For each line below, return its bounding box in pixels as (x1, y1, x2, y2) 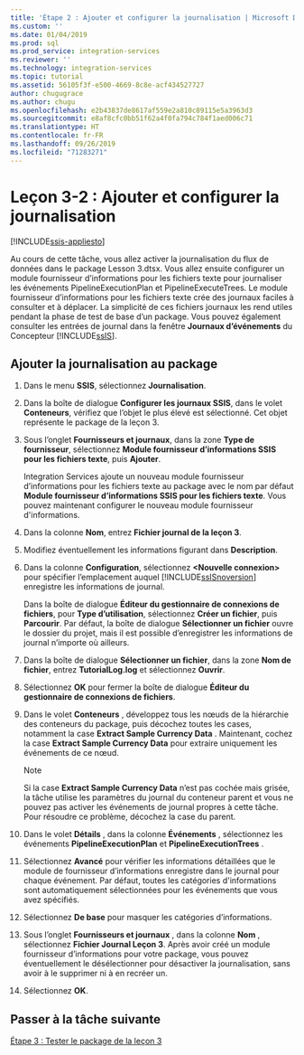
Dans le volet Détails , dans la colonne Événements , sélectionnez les (23, 829, 283, 840)
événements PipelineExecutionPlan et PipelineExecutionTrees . (23, 838, 264, 850)
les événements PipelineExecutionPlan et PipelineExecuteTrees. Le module (10, 282, 288, 293)
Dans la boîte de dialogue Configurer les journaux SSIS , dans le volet (23, 398, 283, 409)
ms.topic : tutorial (10, 72, 84, 81)
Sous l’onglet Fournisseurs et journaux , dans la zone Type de (23, 435, 255, 446)
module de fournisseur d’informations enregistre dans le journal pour (23, 865, 280, 877)
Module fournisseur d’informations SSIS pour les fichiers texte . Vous (23, 490, 287, 502)
